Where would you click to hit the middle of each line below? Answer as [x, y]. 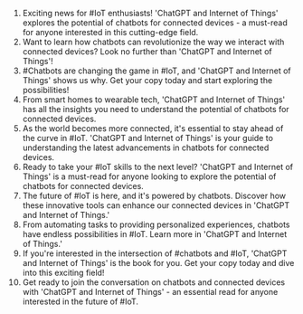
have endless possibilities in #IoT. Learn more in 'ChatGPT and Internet [155, 234]
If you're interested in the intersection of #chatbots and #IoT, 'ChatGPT [155, 253]
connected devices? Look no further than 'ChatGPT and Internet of [147, 52]
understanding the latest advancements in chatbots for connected [146, 147]
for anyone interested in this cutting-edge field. [110, 32]
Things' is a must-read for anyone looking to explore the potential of [149, 176]
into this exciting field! [63, 272]
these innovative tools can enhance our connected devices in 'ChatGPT [156, 205]
